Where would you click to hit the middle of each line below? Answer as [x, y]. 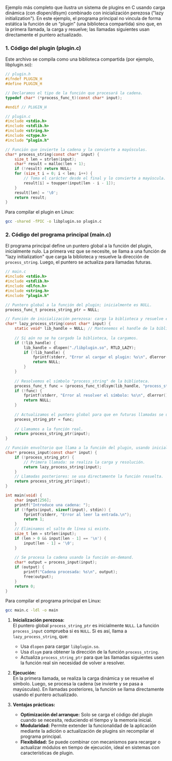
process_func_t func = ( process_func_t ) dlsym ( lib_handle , [78, 386]
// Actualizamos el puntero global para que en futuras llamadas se [89, 414]
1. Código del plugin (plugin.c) [43, 48]
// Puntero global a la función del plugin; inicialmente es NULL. [79, 305]
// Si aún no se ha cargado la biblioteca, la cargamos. [77, 338]
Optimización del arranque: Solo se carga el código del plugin [86, 715]
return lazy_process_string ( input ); [63, 467]
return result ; [31, 198]
